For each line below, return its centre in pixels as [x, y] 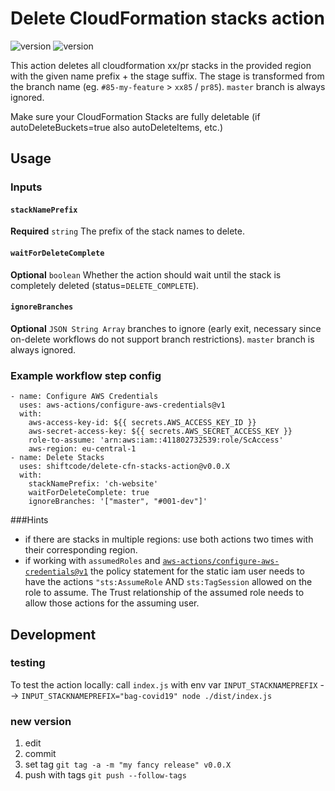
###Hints [29, 520]
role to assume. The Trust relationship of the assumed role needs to [164, 593]
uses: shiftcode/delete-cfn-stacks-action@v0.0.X [124, 467]
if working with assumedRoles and [92, 561]
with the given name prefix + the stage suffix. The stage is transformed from [167, 76]
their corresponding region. [81, 550]
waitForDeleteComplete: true [89, 493]
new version [41, 721]
